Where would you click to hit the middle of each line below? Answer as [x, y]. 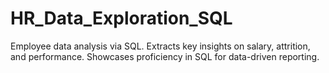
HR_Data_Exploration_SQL [121, 18]
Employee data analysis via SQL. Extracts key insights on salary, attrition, [160, 46]
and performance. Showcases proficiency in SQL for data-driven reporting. [165, 56]
